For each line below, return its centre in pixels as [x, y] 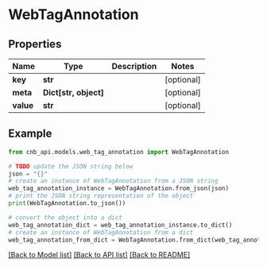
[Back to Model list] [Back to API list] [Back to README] [99, 255]
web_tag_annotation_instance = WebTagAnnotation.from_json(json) [118, 188]
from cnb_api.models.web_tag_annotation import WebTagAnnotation [118, 152]
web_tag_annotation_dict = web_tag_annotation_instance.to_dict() [120, 225]
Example [30, 134]
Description [134, 66]
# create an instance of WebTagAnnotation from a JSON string [113, 181]
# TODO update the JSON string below [71, 166]
